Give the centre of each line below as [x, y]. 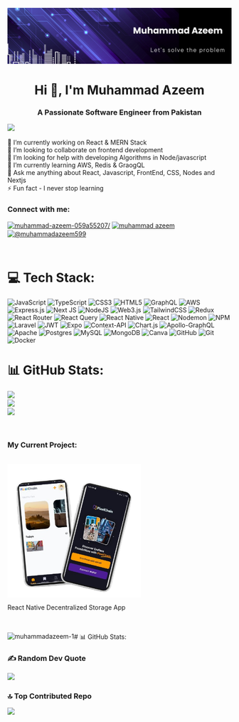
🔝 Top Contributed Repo [50, 696]
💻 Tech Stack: [51, 278]
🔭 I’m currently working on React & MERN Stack [77, 142]
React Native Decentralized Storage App [67, 607]
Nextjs [17, 180]
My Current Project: [42, 445]
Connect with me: [39, 209]
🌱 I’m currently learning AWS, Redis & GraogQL [76, 165]
